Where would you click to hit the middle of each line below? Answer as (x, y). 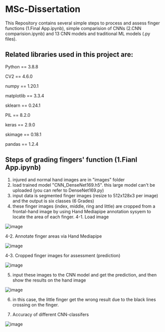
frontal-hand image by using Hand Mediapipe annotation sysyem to (82, 211)
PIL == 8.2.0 (18, 115)
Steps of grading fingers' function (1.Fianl (71, 160)
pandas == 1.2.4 (22, 144)
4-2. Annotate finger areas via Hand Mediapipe (54, 236)
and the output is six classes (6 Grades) (53, 201)
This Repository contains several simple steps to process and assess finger (83, 23)
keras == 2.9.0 (20, 125)
